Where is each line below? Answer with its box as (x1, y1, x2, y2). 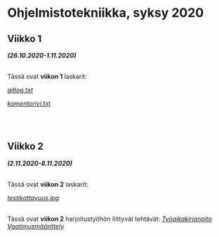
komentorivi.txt (7, 99, 51, 108)
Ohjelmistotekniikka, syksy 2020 (7, 5, 204, 21)
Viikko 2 (7, 141, 44, 152)
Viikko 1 (7, 33, 42, 45)
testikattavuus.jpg (7, 194, 60, 202)
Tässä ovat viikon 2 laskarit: (7, 180, 89, 188)
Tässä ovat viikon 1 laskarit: (7, 72, 88, 80)
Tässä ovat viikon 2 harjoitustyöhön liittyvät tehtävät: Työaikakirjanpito (7, 215, 213, 223)
